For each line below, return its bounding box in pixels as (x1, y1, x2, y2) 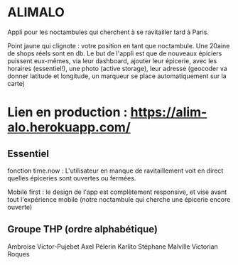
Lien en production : (7, 104, 128, 121)
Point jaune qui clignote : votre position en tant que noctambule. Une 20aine (7, 41, 230, 50)
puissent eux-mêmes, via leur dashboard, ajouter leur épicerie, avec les (7, 56, 217, 65)
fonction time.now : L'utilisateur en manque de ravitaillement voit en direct (7, 166, 224, 175)
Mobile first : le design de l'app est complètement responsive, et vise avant (7, 188, 227, 196)
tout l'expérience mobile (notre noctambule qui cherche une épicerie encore (7, 195, 231, 203)
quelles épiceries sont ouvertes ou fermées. (7, 173, 136, 182)
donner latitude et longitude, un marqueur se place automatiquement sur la (7, 72, 227, 80)
